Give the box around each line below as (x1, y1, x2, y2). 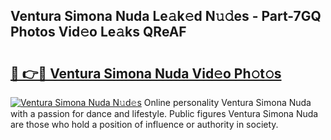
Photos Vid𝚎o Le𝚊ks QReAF (10, 24, 187, 41)
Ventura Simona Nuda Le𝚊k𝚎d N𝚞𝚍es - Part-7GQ (10, 8, 322, 25)
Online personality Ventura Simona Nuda (143, 97, 312, 108)
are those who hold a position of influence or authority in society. (10, 119, 279, 130)
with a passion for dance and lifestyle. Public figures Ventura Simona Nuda (10, 108, 319, 119)
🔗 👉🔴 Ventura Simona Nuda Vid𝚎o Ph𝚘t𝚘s (10, 65, 282, 82)
